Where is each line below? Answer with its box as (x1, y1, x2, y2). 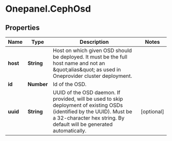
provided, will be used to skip (53, 95, 123, 102)
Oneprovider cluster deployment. (53, 72, 132, 79)
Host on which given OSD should (53, 47, 132, 54)
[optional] (140, 108, 164, 115)
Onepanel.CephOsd (5, 3, 91, 15)
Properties (5, 23, 40, 32)
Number (27, 81, 48, 88)
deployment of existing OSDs (53, 102, 123, 108)
